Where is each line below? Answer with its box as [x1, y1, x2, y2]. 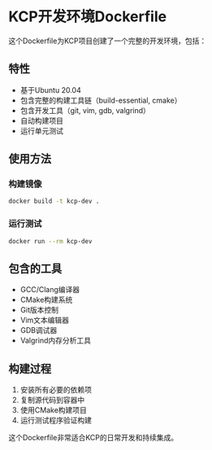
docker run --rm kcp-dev [8, 237, 93, 245]
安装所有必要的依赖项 [19, 385, 92, 395]
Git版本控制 [19, 305, 59, 315]
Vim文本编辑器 [19, 315, 70, 325]
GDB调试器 [19, 325, 58, 335]
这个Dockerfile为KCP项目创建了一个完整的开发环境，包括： [8, 36, 207, 46]
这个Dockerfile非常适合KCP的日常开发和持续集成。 [8, 433, 179, 443]
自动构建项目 [19, 116, 63, 125]
